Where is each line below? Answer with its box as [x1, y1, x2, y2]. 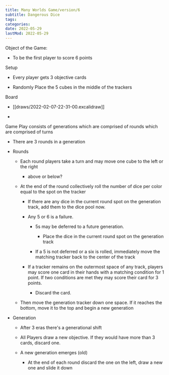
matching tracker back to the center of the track [35, 254, 136, 260]
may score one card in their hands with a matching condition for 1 [27, 269, 164, 275]
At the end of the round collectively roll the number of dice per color [20, 183, 162, 189]
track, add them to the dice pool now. [27, 204, 106, 210]
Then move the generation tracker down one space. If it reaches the [20, 299, 162, 306]
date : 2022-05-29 [5, 26, 42, 31]
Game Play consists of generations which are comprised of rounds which [5, 124, 158, 129]
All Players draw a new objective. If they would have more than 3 [20, 334, 155, 340]
